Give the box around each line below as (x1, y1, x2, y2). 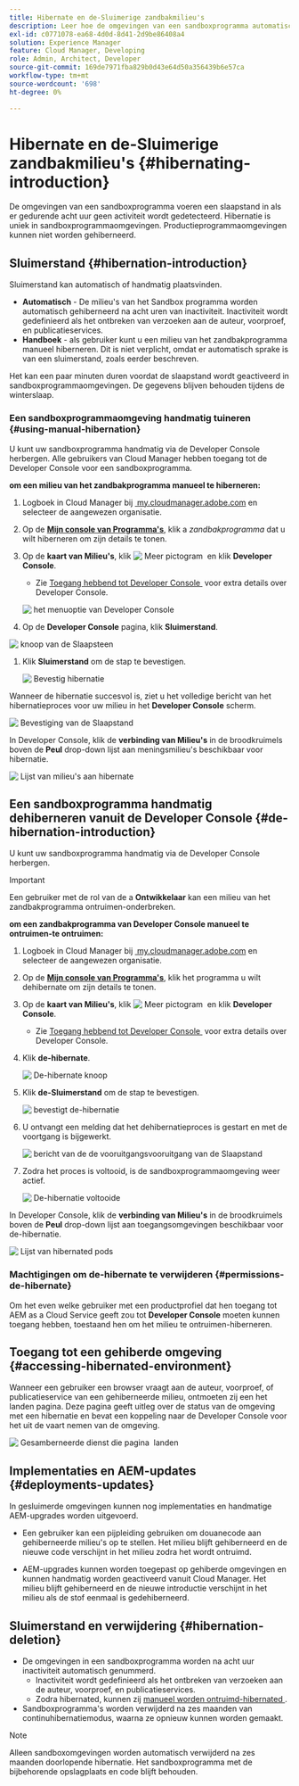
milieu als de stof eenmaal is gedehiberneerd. (21, 1592, 190, 1603)
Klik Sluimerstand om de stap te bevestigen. (21, 656, 187, 666)
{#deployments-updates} (9, 1477, 155, 1492)
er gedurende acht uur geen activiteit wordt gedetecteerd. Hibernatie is (9, 211, 271, 221)
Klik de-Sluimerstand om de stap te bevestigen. (21, 1087, 200, 1098)
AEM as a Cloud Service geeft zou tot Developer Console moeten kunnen (9, 1309, 280, 1320)
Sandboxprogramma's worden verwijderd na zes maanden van (21, 1703, 253, 1714)
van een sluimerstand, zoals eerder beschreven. (21, 353, 199, 364)
